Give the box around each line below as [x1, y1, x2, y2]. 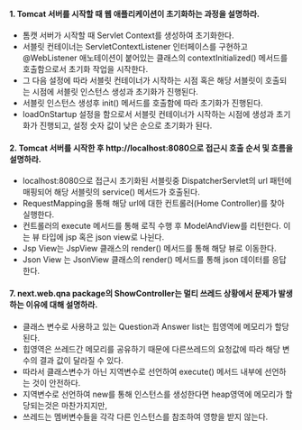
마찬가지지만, [61, 399, 108, 410]
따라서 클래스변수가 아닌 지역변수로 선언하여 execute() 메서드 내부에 [22, 366, 263, 377]
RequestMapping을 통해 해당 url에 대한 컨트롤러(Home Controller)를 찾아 [22, 198, 286, 209]
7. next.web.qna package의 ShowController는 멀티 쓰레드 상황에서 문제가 [9, 288, 277, 298]
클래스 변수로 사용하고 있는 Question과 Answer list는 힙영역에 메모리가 [22, 321, 273, 332]
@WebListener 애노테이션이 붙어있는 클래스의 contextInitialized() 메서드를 [22, 52, 288, 63]
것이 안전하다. [32, 377, 81, 388]
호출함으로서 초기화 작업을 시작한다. [22, 64, 149, 75]
